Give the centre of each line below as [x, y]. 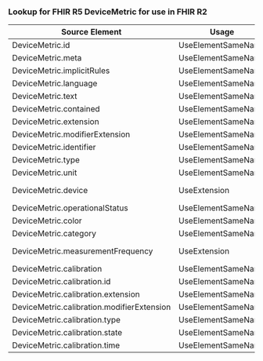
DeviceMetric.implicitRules [61, 71]
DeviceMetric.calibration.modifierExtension [92, 307]
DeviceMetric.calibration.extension [76, 294]
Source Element [92, 32]
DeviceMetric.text [45, 97]
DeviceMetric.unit [45, 173]
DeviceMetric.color [47, 221]
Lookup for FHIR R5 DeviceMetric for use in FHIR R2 [108, 12]
